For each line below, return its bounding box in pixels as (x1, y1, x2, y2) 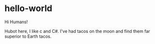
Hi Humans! (4, 19, 28, 25)
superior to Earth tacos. (4, 33, 52, 39)
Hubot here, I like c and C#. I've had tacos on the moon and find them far (4, 28, 151, 34)
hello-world (4, 3, 53, 14)
